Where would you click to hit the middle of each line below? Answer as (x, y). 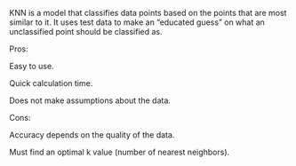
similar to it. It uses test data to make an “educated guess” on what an (137, 22)
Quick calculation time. (51, 83)
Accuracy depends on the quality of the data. (92, 135)
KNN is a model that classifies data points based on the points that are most (148, 13)
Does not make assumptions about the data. (90, 100)
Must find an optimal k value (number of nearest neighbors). (120, 152)
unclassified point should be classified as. (86, 32)
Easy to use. (32, 66)
